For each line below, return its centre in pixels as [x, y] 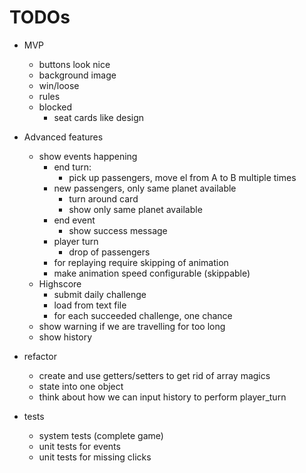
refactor [40, 356]
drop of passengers [109, 252]
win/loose [59, 85]
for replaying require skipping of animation [141, 262]
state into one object [81, 386]
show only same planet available [135, 209]
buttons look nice [74, 64]
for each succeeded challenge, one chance [143, 315]
